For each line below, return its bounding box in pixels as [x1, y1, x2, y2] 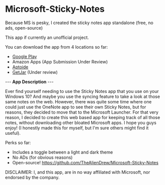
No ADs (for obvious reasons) [12, 154, 73, 160]
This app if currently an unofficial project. [5, 34, 89, 40]
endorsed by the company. [5, 174, 60, 180]
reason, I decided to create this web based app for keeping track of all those [5, 114, 160, 120]
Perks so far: [5, 139, 31, 146]
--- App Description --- [5, 79, 54, 85]
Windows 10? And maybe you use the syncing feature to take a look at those [5, 93, 160, 99]
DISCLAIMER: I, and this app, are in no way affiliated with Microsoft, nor [5, 169, 150, 175]
